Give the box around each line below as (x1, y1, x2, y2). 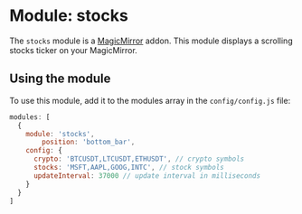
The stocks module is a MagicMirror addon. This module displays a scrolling (9, 35, 293, 46)
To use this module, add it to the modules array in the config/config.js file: (9, 95, 291, 106)
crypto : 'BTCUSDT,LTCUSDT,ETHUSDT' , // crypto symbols (33, 154, 245, 163)
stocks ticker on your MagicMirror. (9, 44, 137, 55)
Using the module (9, 71, 111, 87)
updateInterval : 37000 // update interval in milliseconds (33, 171, 260, 181)
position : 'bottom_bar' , (42, 137, 136, 147)
